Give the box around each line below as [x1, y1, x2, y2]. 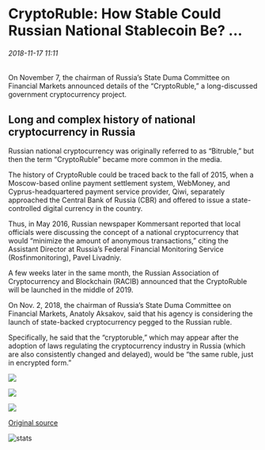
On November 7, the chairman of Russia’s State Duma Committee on [8, 73, 230, 83]
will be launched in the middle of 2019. [8, 285, 134, 294]
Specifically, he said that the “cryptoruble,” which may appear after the [8, 333, 239, 342]
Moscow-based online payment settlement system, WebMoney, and [8, 179, 231, 188]
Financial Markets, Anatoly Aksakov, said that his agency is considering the [8, 309, 253, 318]
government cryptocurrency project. [8, 90, 127, 99]
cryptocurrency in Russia [8, 125, 136, 139]
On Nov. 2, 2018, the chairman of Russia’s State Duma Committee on [8, 301, 232, 310]
